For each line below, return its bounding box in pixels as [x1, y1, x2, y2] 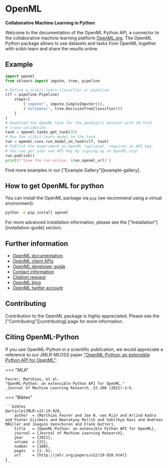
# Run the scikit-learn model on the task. [5, 134, 98, 139]
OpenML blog [12, 280, 41, 285]
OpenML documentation [12, 253, 63, 258]
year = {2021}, [14, 435, 53, 440]
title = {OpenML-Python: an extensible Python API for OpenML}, [14, 426, 156, 431]
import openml [5, 74, 35, 79]
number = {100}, [14, 444, 51, 449]
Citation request [12, 274, 46, 280]
